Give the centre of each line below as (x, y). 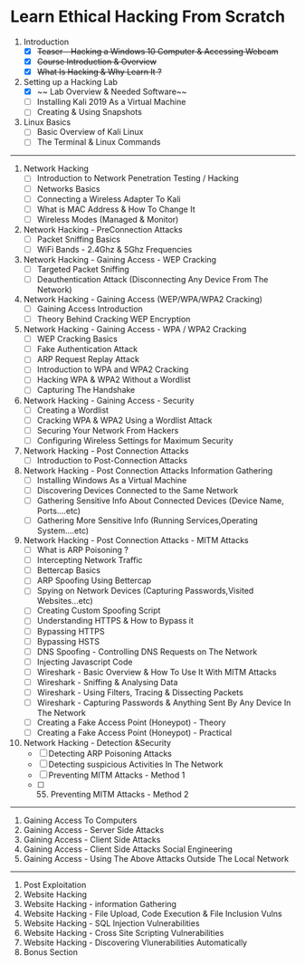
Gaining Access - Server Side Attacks (94, 830)
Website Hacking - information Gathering (100, 904)
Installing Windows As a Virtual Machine (112, 480)
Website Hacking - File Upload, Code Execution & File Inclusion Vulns (153, 914)
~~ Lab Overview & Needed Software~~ (112, 91)
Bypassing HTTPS (71, 631)
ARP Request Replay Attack (88, 359)
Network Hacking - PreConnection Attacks (103, 229)
